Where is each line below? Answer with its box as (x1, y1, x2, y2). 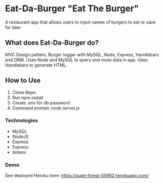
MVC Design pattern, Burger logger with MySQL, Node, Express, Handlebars (5, 52, 160, 57)
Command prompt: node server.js (12, 105, 80, 111)
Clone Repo (12, 89, 36, 95)
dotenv (12, 149, 27, 155)
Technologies (5, 117, 38, 124)
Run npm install (12, 94, 43, 101)
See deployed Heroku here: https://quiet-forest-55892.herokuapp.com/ (5, 173, 149, 179)
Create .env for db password (12, 100, 70, 105)
